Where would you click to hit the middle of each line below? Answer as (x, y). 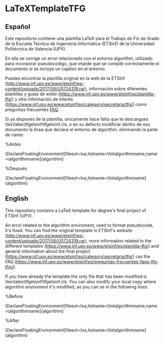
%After (12, 320)
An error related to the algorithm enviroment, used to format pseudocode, (79, 225)
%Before (14, 296)
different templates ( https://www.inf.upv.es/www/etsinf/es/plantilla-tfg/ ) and (82, 246)
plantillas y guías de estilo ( (33, 94)
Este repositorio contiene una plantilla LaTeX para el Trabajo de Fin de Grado (82, 38)
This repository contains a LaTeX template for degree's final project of (76, 210)
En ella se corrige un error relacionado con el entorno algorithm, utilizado (79, 58)
